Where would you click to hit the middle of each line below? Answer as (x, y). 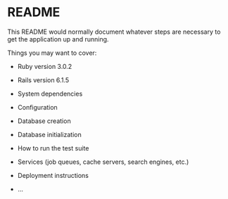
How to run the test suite (53, 148)
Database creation (44, 121)
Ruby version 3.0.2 (45, 66)
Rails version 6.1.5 (43, 80)
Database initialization (50, 134)
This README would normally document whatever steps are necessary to (114, 32)
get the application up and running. (58, 39)
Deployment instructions (53, 175)
